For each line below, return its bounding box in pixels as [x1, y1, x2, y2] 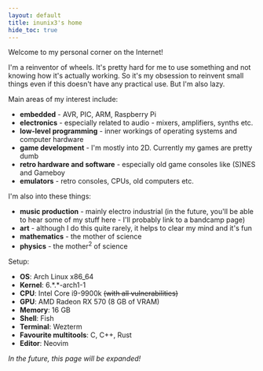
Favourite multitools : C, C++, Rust [19, 330, 132, 340]
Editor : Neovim [19, 339, 69, 348]
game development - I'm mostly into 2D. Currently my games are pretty [19, 143, 253, 153]
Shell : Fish [19, 314, 54, 323]
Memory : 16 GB [19, 305, 71, 315]
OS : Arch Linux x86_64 [19, 272, 94, 282]
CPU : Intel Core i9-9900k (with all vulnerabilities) [19, 289, 179, 298]
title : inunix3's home [8, 19, 82, 27]
